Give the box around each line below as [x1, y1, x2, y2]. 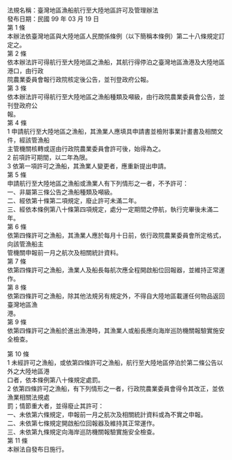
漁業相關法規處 [7, 393, 50, 401]
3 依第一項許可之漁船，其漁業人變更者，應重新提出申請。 [7, 162, 171, 170]
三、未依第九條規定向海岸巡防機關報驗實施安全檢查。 [7, 428, 159, 436]
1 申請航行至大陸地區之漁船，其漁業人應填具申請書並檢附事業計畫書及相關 [7, 127, 217, 135]
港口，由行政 [7, 67, 43, 75]
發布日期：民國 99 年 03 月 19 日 [7, 15, 99, 23]
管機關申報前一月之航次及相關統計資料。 [7, 249, 122, 256]
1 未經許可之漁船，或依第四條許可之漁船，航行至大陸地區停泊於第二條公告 [7, 359, 217, 366]
